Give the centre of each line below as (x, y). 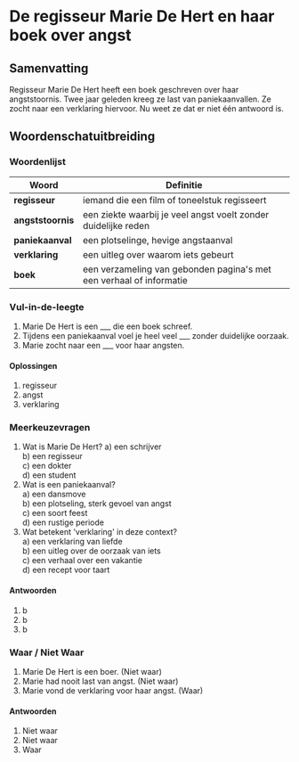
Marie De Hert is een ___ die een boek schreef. (107, 326)
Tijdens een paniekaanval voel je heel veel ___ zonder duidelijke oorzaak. (155, 335)
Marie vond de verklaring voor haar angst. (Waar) (113, 690)
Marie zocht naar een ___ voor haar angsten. (103, 345)
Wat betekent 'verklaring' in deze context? (100, 532)
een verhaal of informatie (136, 280)
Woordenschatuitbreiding (82, 137)
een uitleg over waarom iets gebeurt (158, 254)
